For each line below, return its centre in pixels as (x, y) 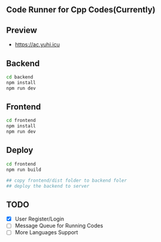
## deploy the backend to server (48, 186)
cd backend (20, 77)
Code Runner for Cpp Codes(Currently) (81, 10)
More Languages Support (46, 232)
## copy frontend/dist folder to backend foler (67, 180)
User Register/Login (40, 219)
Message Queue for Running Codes (59, 226)
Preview (22, 30)
